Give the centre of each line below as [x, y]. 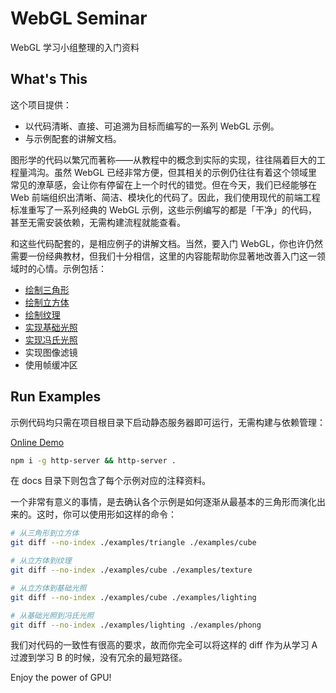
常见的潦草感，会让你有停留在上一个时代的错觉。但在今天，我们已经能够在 [163, 184]
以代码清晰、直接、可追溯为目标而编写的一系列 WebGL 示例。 [152, 126]
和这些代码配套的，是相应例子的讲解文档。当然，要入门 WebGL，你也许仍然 [167, 243]
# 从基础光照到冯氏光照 [52, 615]
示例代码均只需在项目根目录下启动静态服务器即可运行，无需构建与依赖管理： [168, 422]
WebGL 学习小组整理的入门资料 [75, 47]
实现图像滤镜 [51, 352]
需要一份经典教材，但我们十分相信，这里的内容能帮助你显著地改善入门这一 [163, 256]
